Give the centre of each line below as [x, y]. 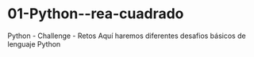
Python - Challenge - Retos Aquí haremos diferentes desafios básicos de [127, 36]
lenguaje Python [34, 44]
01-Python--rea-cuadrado [96, 14]
